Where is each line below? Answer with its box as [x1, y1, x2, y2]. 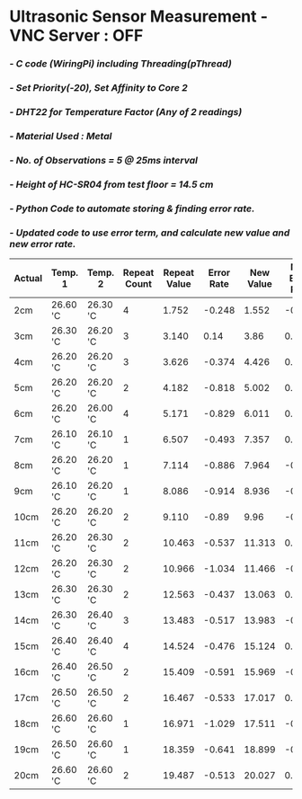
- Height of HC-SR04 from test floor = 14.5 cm [9, 178, 214, 191]
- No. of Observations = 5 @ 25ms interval [9, 154, 198, 166]
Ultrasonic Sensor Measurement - [9, 6, 268, 27]
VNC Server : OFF [9, 25, 144, 46]
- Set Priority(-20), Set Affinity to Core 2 [9, 82, 189, 94]
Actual [13, 271, 43, 284]
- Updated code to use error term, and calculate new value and [9, 226, 290, 239]
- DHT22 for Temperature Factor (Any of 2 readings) [9, 105, 243, 118]
